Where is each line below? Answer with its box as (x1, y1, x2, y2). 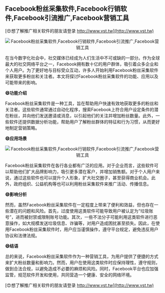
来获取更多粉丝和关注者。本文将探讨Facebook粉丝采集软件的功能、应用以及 (5, 73, 159, 79)
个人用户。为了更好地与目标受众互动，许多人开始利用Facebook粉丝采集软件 (5, 67, 159, 73)
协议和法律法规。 (5, 233, 40, 238)
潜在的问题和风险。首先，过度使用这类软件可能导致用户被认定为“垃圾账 (9, 208, 154, 214)
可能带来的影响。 (5, 79, 40, 85)
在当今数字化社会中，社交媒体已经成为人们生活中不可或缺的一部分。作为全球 (5, 55, 160, 60)
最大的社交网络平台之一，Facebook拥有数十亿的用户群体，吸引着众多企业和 (5, 61, 159, 67)
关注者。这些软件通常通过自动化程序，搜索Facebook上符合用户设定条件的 (5, 106, 154, 112)
